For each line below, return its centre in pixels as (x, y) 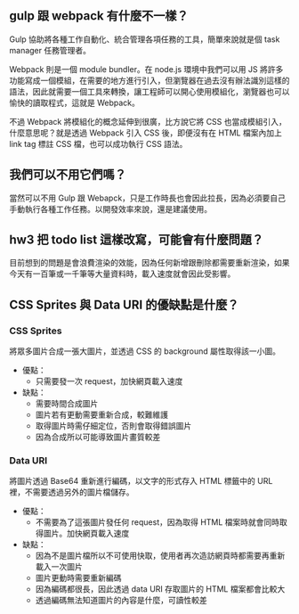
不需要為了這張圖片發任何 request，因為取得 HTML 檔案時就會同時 (158, 522)
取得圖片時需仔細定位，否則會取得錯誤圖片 (113, 426)
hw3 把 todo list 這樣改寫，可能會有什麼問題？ (137, 240)
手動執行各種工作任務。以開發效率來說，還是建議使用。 (110, 209)
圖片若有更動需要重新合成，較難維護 (102, 415)
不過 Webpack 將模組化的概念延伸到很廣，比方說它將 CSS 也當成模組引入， (148, 121)
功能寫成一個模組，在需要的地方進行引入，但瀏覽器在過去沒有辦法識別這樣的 (149, 80)
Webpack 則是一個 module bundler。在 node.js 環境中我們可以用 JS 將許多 (146, 69)
